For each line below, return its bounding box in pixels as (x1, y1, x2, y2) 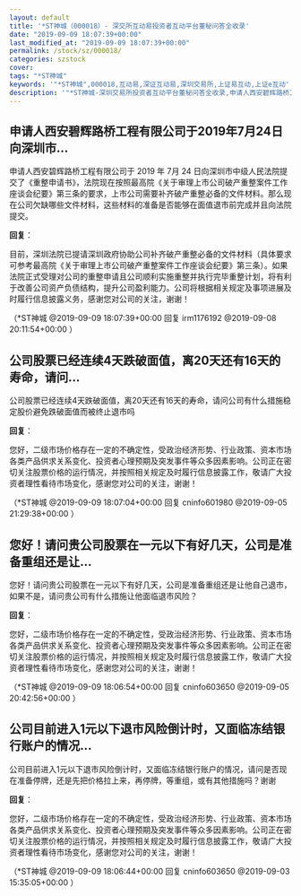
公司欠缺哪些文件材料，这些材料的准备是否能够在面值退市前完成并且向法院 (16, 199, 292, 211)
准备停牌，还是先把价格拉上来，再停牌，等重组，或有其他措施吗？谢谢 (16, 775, 276, 786)
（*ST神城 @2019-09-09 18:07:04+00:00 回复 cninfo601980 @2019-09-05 (9, 497, 288, 508)
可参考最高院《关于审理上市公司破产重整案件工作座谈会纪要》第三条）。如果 (9, 260, 288, 271)
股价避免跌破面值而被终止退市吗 (16, 406, 135, 417)
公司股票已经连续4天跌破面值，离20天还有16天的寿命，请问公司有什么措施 (9, 396, 284, 406)
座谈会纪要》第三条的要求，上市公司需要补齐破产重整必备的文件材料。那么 (9, 188, 284, 199)
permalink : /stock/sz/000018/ (9, 47, 123, 56)
